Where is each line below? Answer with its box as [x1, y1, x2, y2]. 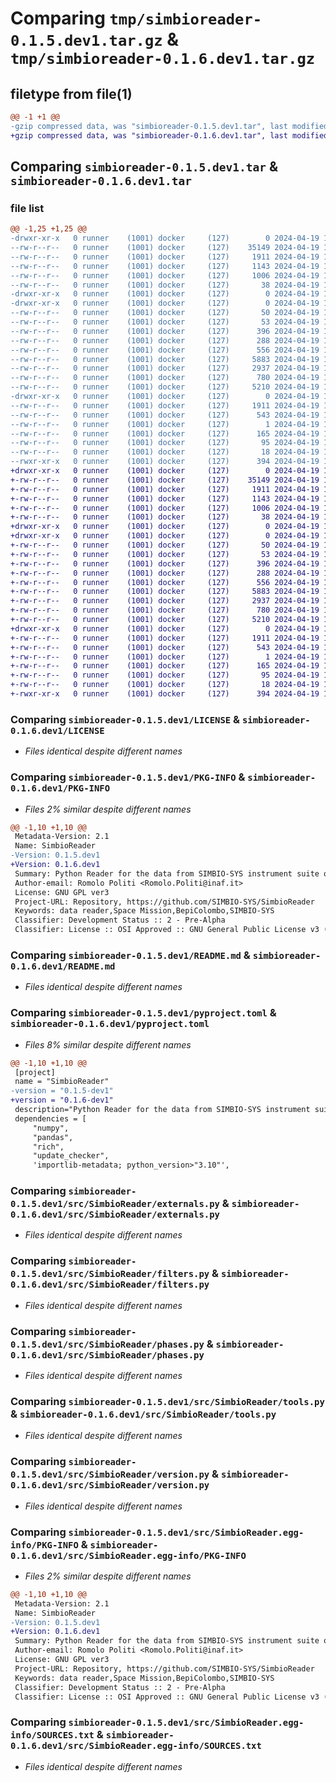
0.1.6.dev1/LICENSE [10, 725, 105, 736]
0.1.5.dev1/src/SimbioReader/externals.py [10, 1198, 220, 1210]
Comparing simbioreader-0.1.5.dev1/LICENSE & [10, 712, 241, 726]
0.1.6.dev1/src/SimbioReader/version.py [10, 1480, 210, 1491]
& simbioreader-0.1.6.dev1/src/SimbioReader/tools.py [10, 1407, 277, 1421]
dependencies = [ [14, 1113, 87, 1124]
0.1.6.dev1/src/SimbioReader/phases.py [10, 1349, 205, 1361]
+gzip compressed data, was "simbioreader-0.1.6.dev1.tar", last [10, 130, 288, 141]
